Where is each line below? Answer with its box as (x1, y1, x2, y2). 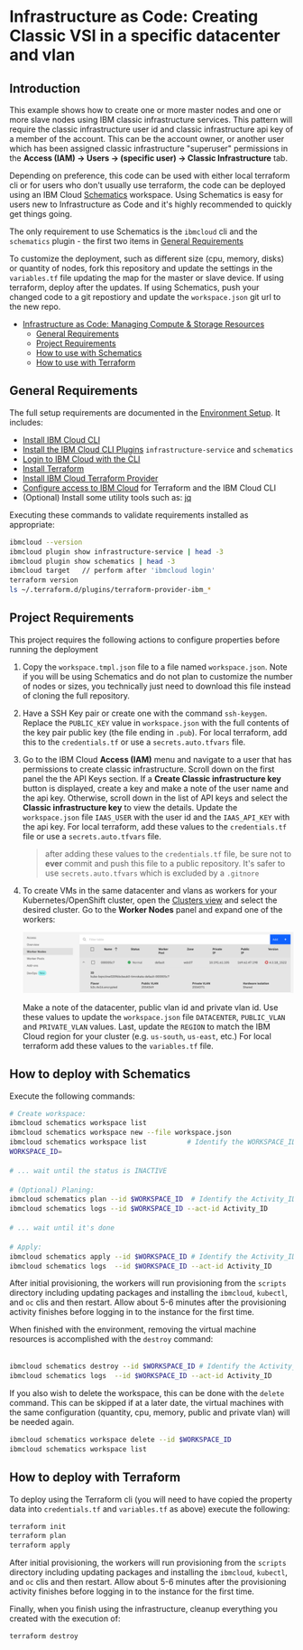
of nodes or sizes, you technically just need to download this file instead (22, 680, 291, 691)
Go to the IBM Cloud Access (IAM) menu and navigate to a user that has (22, 754, 292, 764)
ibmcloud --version (9, 538, 83, 547)
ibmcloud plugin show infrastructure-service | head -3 (9, 547, 224, 557)
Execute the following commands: (9, 1091, 135, 1102)
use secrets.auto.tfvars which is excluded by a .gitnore (44, 867, 260, 878)
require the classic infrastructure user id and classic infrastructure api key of (9, 124, 294, 135)
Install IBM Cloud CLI (22, 434, 101, 445)
